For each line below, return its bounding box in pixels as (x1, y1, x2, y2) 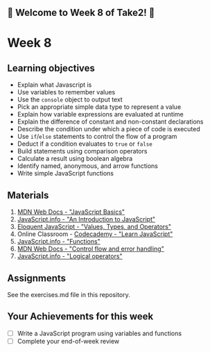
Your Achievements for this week (7, 310, 154, 323)
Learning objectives (7, 62, 96, 74)
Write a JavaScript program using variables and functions (17, 329, 182, 337)
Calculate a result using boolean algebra (17, 154, 133, 163)
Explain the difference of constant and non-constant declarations (17, 117, 204, 126)
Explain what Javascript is (17, 81, 92, 89)
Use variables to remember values (17, 88, 116, 97)
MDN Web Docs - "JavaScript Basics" (17, 208, 125, 216)
